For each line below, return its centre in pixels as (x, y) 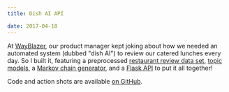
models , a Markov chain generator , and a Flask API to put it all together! (110, 68)
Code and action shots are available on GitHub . (75, 81)
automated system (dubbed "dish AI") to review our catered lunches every (114, 53)
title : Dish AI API (36, 13)
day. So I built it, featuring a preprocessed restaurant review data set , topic (114, 60)
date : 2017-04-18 (32, 26)
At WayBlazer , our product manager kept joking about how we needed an (112, 46)
